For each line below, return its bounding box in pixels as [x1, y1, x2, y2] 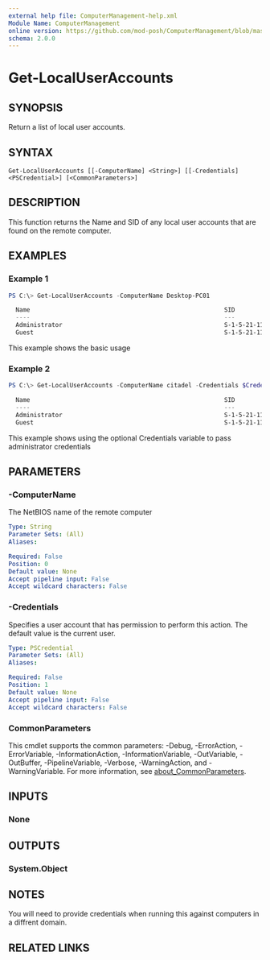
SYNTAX [8, 146, 54, 159]
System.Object [8, 863, 68, 874]
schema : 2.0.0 [8, 34, 56, 43]
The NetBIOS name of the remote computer [8, 507, 153, 517]
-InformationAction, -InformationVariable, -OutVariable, [55, 749, 239, 759]
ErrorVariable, [8, 749, 55, 759]
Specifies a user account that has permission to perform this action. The [8, 619, 248, 629]
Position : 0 [8, 560, 48, 568]
